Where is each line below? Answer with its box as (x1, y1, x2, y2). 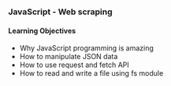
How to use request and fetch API (19, 60, 129, 69)
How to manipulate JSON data (19, 52, 118, 62)
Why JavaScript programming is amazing (19, 43, 154, 53)
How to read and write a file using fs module (19, 69, 164, 78)
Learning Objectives (8, 26, 76, 36)
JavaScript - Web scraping (8, 6, 113, 17)
